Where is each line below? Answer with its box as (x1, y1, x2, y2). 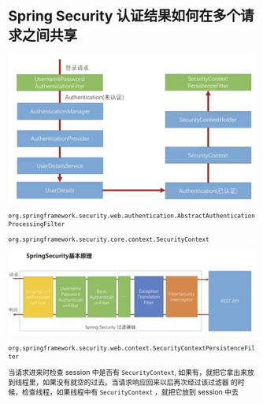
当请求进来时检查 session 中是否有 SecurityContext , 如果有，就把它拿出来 (8, 367, 248, 376)
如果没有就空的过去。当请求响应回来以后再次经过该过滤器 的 (42, 377, 238, 387)
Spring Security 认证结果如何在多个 (8, 7, 241, 25)
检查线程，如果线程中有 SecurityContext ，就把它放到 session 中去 (21, 387, 239, 396)
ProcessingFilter (8, 220, 65, 228)
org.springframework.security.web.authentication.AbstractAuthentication (8, 212, 256, 220)
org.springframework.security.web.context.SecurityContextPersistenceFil (8, 344, 256, 352)
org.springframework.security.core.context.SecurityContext (8, 235, 210, 243)
